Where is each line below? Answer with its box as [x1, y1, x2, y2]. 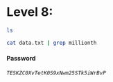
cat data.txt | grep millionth [6, 39, 97, 46]
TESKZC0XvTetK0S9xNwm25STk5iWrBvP [6, 70, 107, 76]
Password [6, 54, 36, 63]
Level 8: [6, 4, 53, 20]
